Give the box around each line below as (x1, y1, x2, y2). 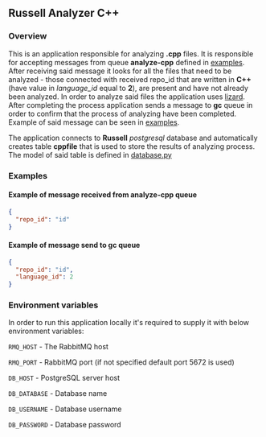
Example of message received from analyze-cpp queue (8, 190, 198, 200)
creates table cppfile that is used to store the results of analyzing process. (8, 141, 256, 151)
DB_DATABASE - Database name (8, 389, 108, 398)
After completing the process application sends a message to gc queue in (8, 100, 253, 109)
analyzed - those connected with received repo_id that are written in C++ (8, 74, 252, 84)
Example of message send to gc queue (8, 241, 141, 250)
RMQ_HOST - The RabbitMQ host (8, 342, 108, 352)
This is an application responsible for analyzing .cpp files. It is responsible (8, 48, 254, 59)
